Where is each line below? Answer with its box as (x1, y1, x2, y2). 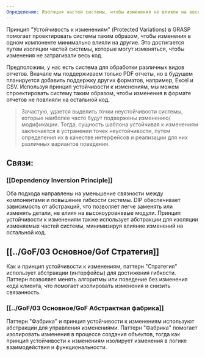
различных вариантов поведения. (21, 140, 110, 147)
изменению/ (138, 114, 171, 121)
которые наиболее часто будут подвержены (21, 114, 137, 121)
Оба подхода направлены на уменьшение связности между (6, 190, 164, 197)
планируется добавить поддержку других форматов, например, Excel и (6, 76, 193, 84)
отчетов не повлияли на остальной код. (6, 96, 110, 103)
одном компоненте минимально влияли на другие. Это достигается (6, 38, 184, 46)
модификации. (21, 120, 60, 128)
